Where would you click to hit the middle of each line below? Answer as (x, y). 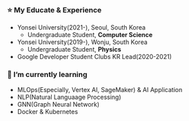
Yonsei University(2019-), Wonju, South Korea (82, 42)
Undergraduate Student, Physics (74, 49)
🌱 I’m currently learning (47, 75)
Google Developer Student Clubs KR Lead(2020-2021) (94, 57)
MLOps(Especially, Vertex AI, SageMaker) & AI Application (100, 89)
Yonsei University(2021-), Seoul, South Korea (81, 27)
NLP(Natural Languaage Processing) (69, 97)
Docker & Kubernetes (47, 111)
